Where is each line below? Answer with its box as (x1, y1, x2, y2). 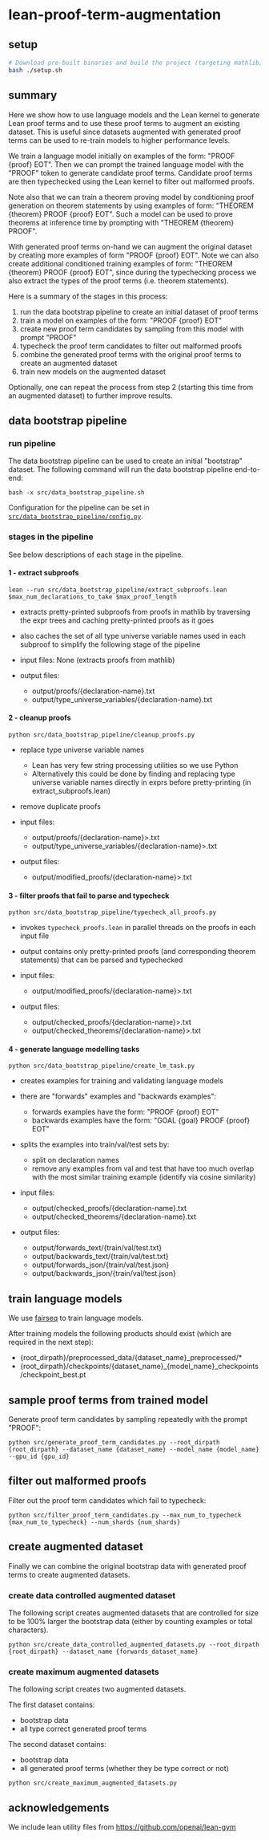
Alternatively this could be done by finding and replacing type (31, 769, 236, 778)
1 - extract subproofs (8, 568, 79, 578)
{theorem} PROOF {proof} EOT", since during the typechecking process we (8, 267, 257, 277)
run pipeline (8, 437, 56, 449)
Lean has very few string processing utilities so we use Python (31, 760, 239, 770)
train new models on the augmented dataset (19, 367, 166, 376)
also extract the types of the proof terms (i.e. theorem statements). (8, 275, 230, 286)
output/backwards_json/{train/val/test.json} (31, 1269, 176, 1278)
